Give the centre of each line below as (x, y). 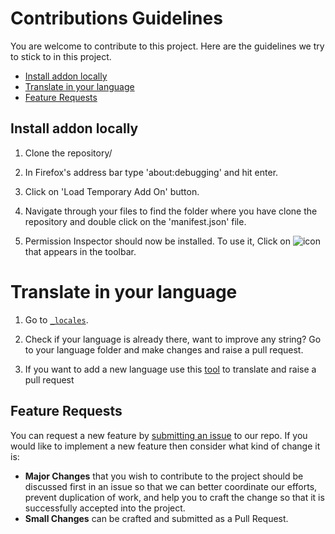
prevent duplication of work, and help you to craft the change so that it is (174, 497)
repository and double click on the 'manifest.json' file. (135, 221)
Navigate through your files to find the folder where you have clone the (171, 211)
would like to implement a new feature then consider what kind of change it (165, 446)
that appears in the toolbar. (80, 251)
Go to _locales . (56, 319)
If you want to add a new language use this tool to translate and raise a (170, 369)
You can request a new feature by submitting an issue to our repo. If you (159, 435)
